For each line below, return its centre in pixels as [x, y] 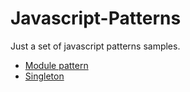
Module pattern [56, 65]
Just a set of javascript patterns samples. [95, 46]
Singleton [44, 76]
